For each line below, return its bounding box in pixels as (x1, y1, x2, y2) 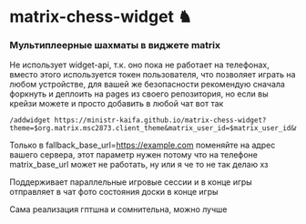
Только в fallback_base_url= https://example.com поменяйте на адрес (9, 139, 276, 151)
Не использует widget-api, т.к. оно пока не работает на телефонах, (9, 59, 270, 70)
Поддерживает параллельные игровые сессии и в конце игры (9, 177, 252, 188)
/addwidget (9, 116, 51, 125)
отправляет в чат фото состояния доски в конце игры (9, 187, 219, 198)
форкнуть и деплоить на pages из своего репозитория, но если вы (9, 88, 269, 99)
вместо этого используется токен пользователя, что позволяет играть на (9, 69, 296, 80)
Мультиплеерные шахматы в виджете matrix (9, 39, 221, 52)
